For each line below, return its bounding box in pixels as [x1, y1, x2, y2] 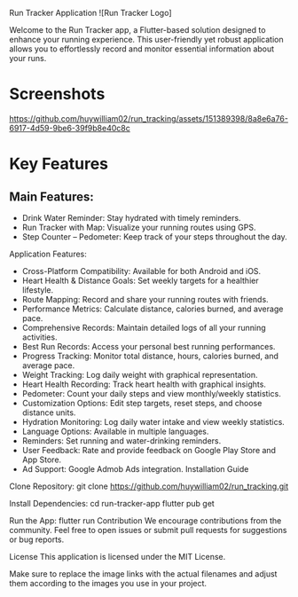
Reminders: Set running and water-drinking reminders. [21, 435, 222, 446]
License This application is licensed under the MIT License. [9, 551, 226, 562]
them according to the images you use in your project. [9, 577, 207, 588]
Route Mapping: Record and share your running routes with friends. [21, 294, 269, 304]
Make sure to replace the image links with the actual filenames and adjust [9, 568, 278, 579]
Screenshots [9, 84, 106, 105]
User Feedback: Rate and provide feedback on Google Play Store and [21, 444, 277, 455]
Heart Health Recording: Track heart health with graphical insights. [21, 379, 266, 389]
